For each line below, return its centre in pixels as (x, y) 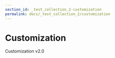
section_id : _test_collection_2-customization (53, 9)
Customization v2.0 (25, 51)
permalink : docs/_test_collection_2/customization (58, 14)
